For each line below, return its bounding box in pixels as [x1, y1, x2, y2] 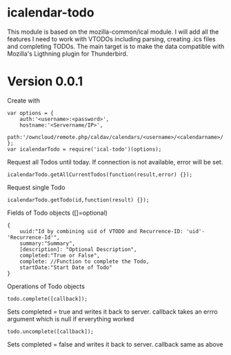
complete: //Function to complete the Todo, [19, 258, 150, 265]
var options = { [7, 109, 54, 116]
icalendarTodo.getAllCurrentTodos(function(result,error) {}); [7, 171, 193, 178]
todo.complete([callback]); [7, 295, 88, 302]
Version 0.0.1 [7, 74, 83, 89]
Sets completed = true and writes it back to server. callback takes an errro [7, 308, 219, 316]
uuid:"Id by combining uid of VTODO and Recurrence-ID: [19, 228, 184, 235]
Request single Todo [7, 183, 66, 191]
